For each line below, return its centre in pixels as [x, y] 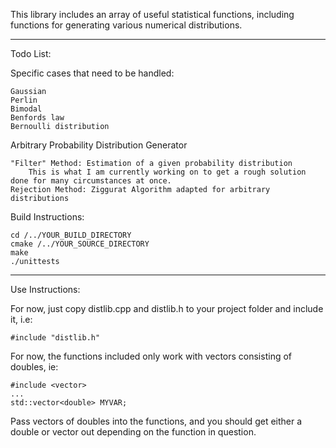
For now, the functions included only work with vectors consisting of [151, 356]
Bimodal [26, 109]
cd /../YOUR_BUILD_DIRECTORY [71, 235]
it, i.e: [21, 319]
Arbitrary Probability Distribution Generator [99, 145]
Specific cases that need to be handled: [92, 73]
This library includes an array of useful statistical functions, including [152, 14]
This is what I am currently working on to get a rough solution [167, 172]
